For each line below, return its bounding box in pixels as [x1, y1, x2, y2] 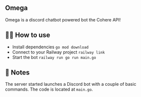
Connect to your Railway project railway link [12, 49, 105, 55]
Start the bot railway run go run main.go [12, 54, 96, 60]
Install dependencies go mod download [12, 44, 89, 50]
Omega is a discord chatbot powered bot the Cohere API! [5, 17, 121, 22]
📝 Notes [5, 68, 30, 77]
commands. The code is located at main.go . [5, 86, 93, 92]
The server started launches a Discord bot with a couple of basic [5, 81, 137, 87]
